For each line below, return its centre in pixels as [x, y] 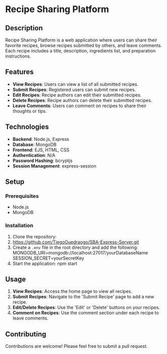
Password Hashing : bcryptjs [42, 161]
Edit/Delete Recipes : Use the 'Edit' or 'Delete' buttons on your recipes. [86, 308]
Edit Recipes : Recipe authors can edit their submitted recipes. [77, 95]
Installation [19, 226]
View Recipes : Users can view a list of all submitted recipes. [75, 84]
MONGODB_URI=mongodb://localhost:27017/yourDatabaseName [80, 252]
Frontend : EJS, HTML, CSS [41, 149]
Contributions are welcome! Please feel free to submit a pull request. [76, 346]
